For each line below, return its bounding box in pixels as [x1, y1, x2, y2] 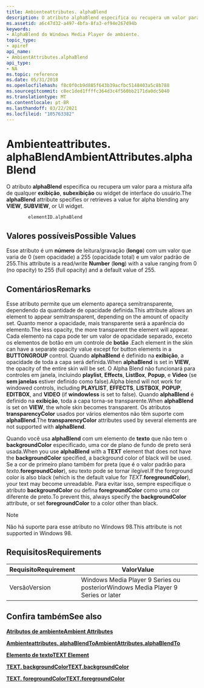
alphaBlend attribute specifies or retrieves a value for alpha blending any [6, 196, 189, 203]
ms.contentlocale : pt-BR [6, 99, 69, 105]
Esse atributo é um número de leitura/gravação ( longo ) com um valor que [6, 247, 191, 254]
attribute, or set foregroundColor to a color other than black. [6, 499, 158, 507]
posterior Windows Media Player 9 [81, 583, 178, 591]
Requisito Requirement [9, 565, 75, 574]
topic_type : [6, 37, 36, 43]
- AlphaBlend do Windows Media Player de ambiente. [6, 32, 140, 38]
